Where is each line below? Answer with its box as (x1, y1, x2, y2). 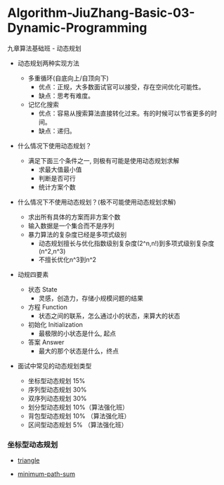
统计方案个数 (38, 183, 76, 191)
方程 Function (27, 302, 68, 311)
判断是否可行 (38, 174, 76, 182)
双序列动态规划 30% (27, 394, 87, 402)
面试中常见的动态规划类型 (17, 361, 92, 370)
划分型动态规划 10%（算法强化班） (27, 403, 129, 411)
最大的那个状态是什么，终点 (38, 347, 119, 355)
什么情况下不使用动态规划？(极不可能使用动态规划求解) (17, 198, 177, 206)
